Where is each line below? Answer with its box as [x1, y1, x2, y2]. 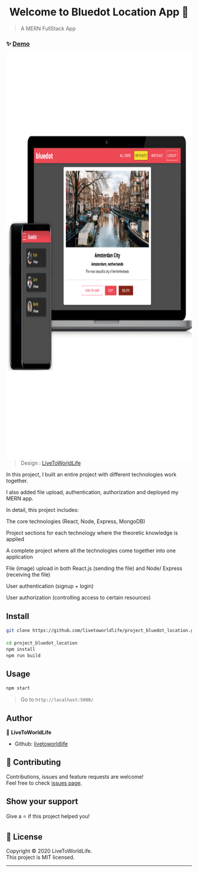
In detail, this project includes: [6, 507, 80, 514]
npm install [6, 646, 35, 652]
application [6, 553, 34, 560]
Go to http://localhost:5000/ [20, 696, 94, 703]
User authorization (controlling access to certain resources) [6, 594, 151, 601]
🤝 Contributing [6, 757, 61, 767]
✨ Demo [6, 40, 30, 48]
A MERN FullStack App [20, 25, 76, 32]
